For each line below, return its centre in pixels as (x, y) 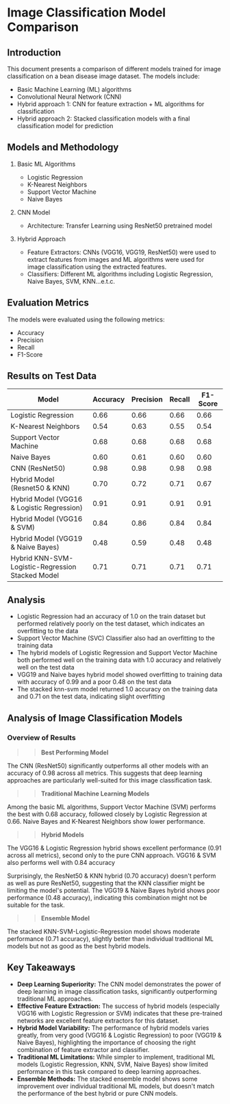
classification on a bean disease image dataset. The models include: (103, 76)
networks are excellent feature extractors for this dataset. (98, 1020)
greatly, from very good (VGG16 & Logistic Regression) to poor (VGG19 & (119, 1035)
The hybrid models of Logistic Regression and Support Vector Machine (117, 653)
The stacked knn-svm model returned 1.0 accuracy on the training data (117, 689)
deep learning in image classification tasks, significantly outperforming (117, 991)
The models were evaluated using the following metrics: (86, 319)
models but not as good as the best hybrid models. (79, 946)
